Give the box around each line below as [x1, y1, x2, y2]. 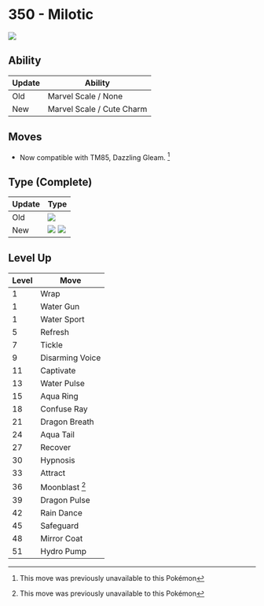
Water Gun [40, 301, 80, 312]
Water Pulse [40, 377, 85, 389]
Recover [40, 441, 71, 452]
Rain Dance [40, 507, 82, 519]
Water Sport [40, 314, 85, 325]
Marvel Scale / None [47, 91, 123, 102]
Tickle [40, 339, 63, 350]
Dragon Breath [40, 416, 94, 427]
